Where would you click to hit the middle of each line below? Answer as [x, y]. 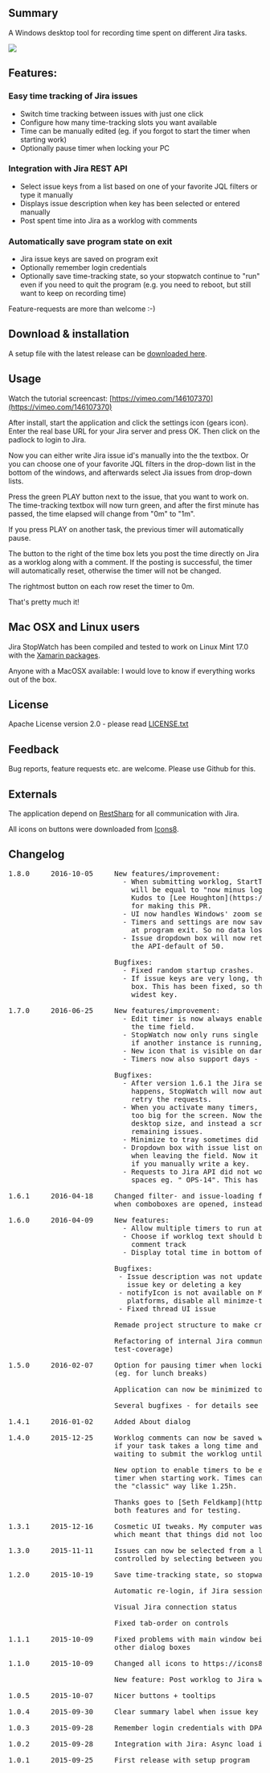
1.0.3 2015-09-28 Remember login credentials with [127, 1727]
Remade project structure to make [182, 1325]
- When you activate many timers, [190, 1107]
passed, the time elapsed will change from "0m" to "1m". [102, 513]
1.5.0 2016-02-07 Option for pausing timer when [123, 1365]
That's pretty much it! [44, 602]
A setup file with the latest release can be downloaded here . [108, 353]
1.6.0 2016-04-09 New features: [89, 1220]
